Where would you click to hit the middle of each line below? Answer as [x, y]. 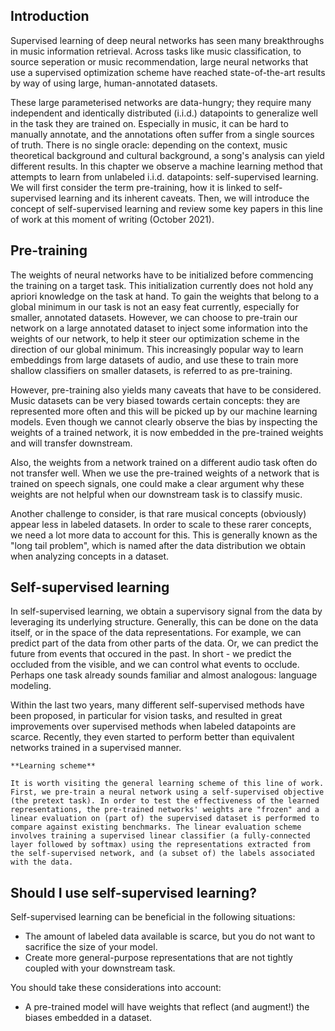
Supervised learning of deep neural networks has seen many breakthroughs [167, 40]
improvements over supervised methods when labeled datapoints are [153, 726]
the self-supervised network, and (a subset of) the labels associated [162, 854]
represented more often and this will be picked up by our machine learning [164, 411]
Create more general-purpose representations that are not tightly [158, 958]
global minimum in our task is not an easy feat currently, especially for [155, 306]
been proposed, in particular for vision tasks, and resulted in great [146, 716]
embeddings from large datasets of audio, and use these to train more [154, 360]
